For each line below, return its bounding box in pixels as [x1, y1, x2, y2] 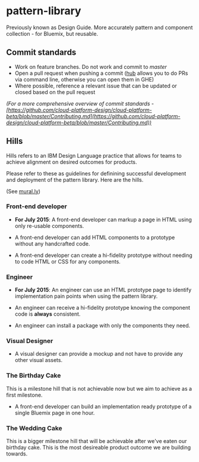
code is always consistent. [14, 310, 81, 318]
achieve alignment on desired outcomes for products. [6, 158, 138, 165]
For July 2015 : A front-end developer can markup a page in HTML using [14, 216, 192, 223]
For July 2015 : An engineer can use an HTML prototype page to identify [14, 287, 192, 294]
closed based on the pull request [14, 88, 96, 96]
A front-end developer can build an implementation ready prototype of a [14, 403, 192, 410]
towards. [6, 450, 28, 457]
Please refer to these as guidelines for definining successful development [6, 169, 187, 177]
